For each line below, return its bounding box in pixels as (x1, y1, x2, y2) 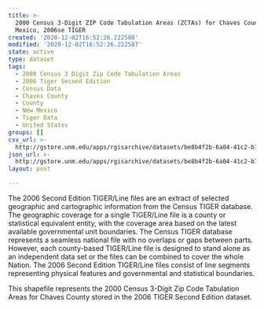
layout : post (8, 165, 51, 173)
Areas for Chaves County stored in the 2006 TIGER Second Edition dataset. (8, 292, 252, 301)
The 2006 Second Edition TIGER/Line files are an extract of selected (8, 193, 229, 203)
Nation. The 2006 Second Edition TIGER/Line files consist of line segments (8, 260, 251, 270)
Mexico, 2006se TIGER (15, 26, 86, 34)
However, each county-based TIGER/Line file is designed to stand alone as (8, 244, 251, 252)
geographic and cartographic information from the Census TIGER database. (8, 202, 254, 211)
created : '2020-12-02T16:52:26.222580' (8, 33, 139, 42)
